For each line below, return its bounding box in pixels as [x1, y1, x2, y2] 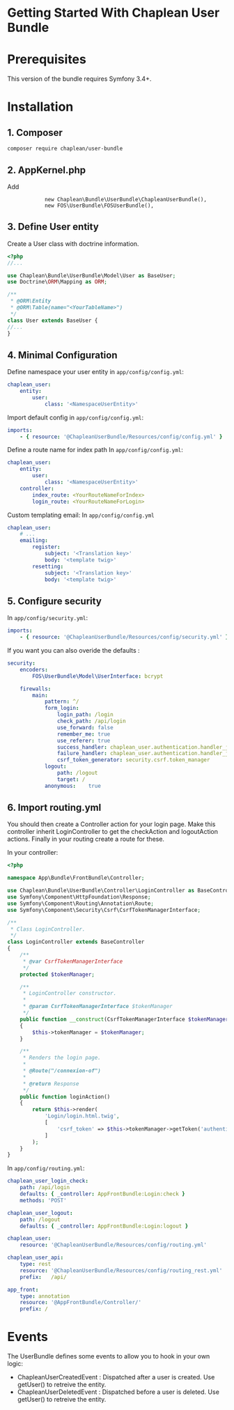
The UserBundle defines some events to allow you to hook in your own [7, 1352, 210, 1361]
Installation [7, 99, 74, 115]
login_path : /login [56, 711, 114, 718]
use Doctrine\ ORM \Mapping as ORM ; [7, 279, 108, 286]
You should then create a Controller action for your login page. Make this [7, 820, 216, 828]
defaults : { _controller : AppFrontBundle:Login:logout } [19, 1223, 189, 1230]
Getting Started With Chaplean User [7, 5, 220, 21]
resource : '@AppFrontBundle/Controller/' [19, 1299, 141, 1306]
